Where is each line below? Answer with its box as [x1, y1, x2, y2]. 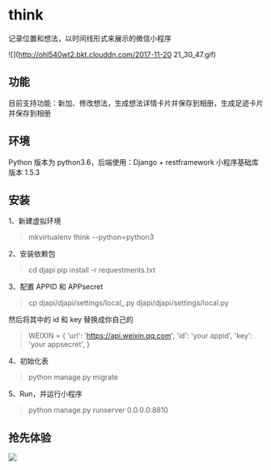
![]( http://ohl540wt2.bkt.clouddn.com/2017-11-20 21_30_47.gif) [8, 49, 217, 59]
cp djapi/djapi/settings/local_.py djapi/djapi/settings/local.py [28, 298, 229, 308]
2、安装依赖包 [8, 249, 56, 259]
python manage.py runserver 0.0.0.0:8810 [28, 405, 168, 415]
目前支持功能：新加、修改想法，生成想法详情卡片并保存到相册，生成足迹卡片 [8, 98, 264, 108]
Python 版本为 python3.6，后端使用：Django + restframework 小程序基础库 [8, 157, 259, 167]
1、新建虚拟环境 [8, 216, 61, 226]
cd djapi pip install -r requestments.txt [28, 265, 156, 275]
